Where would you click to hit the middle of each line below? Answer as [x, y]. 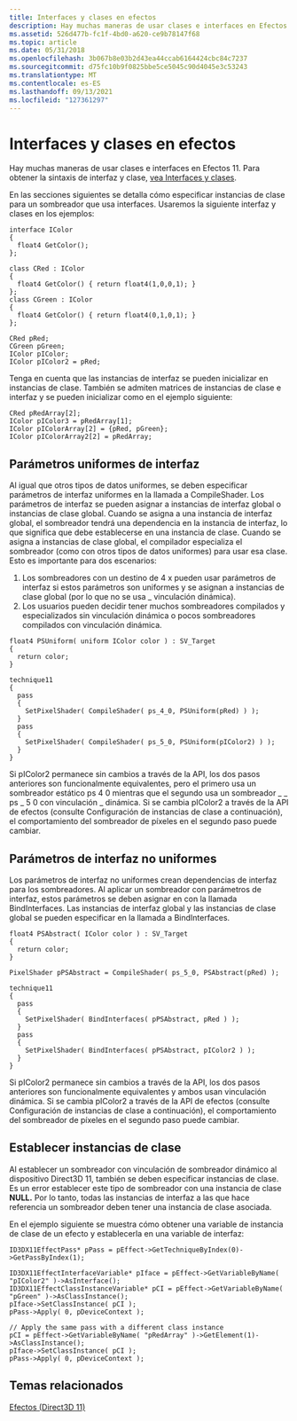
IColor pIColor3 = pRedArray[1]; [71, 421]
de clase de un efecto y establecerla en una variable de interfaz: [127, 1233]
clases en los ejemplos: [52, 214]
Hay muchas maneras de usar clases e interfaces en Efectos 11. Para [134, 169]
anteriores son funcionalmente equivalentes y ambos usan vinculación [138, 1091]
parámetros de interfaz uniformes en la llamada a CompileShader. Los [137, 495]
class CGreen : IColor [51, 300]
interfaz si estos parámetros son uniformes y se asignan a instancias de [153, 587]
